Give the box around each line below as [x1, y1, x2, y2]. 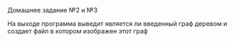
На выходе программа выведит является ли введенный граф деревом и [7, 20, 228, 27]
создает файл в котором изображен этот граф [7, 27, 148, 35]
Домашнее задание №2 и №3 [7, 6, 98, 14]
